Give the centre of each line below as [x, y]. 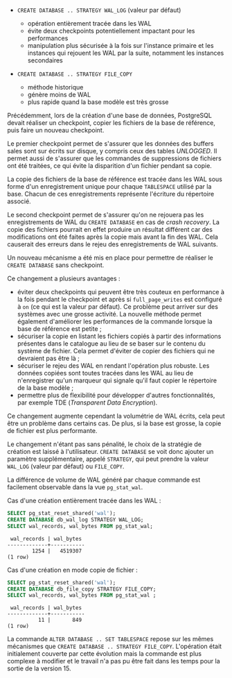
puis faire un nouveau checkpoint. [56, 130]
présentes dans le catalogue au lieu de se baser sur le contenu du [111, 344]
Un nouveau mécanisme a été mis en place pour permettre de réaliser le [110, 257]
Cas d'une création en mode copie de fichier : [73, 570]
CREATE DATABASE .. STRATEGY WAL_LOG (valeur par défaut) [99, 10]
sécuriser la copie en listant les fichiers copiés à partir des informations [119, 336]
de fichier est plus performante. [52, 431]
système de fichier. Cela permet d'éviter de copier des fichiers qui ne [116, 351]
